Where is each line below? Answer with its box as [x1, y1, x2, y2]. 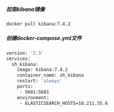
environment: [17, 95, 50, 101]
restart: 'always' [17, 78, 63, 84]
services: [6, 56, 31, 62]
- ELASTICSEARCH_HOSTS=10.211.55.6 [19, 100, 109, 106]
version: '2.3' [6, 50, 44, 56]
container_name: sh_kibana [17, 72, 84, 78]
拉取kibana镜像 [6, 5, 45, 13]
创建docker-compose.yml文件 [6, 35, 82, 42]
